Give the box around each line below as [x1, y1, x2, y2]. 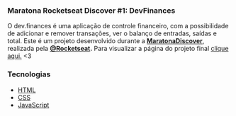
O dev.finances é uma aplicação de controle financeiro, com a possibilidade [7, 22, 229, 30]
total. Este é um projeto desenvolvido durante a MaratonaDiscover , [7, 37, 205, 45]
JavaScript [17, 100, 50, 109]
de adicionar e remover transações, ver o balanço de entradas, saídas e [7, 29, 218, 37]
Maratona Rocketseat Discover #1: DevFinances [7, 6, 176, 16]
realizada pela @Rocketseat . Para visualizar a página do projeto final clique [7, 45, 229, 53]
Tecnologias [7, 69, 51, 79]
